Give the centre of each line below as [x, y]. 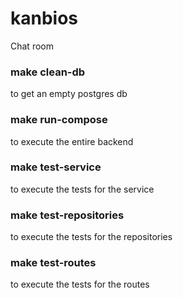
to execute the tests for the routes [80, 284]
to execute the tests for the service [82, 189]
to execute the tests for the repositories [91, 237]
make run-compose [59, 120]
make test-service [56, 167]
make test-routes [53, 263]
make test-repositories [67, 215]
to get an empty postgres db [69, 94]
